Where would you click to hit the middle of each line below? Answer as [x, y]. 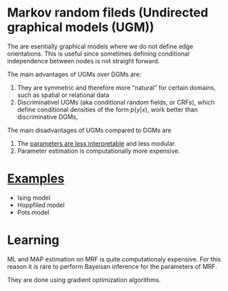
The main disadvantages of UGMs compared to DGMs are [90, 130]
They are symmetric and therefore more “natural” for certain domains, [116, 87]
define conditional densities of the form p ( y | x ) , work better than [107, 109]
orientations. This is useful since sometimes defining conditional [98, 54]
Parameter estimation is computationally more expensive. [99, 151]
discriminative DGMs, [48, 117]
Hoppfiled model [41, 205]
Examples [36, 179]
